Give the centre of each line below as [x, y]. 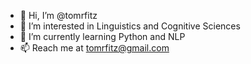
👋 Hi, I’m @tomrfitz [58, 15]
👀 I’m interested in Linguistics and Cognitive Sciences [130, 26]
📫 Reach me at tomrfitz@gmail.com [94, 48]
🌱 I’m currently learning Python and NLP [102, 36]
